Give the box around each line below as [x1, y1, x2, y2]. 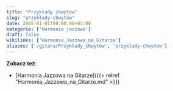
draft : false [6, 32, 40, 38]
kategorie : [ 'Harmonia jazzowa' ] [6, 26, 91, 32]
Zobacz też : [6, 59, 37, 67]
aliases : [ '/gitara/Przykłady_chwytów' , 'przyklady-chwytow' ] [6, 43, 168, 49]
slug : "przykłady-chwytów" [6, 15, 75, 21]
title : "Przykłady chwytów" [6, 9, 78, 15]
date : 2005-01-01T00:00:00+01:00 [6, 20, 91, 26]
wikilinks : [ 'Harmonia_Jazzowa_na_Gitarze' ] [6, 37, 121, 43]
